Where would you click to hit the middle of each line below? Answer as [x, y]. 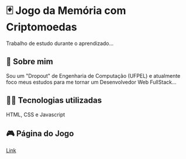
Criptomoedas [42, 27]
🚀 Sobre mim [30, 62]
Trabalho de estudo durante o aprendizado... [60, 43]
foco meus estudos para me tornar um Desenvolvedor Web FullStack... [91, 82]
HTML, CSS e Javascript [36, 115]
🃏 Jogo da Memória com [66, 11]
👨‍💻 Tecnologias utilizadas [54, 100]
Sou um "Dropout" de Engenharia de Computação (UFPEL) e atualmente [93, 75]
